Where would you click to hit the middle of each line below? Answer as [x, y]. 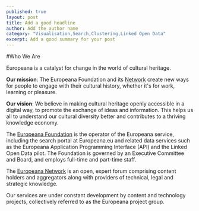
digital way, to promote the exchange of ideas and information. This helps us [100, 110]
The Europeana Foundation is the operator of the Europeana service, [90, 134]
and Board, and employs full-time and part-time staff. [71, 159]
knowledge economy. [32, 122]
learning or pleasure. [32, 92]
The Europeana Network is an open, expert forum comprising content [91, 171]
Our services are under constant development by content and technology [96, 195]
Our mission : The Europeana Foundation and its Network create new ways [97, 79]
